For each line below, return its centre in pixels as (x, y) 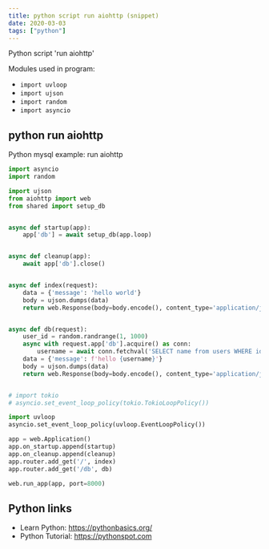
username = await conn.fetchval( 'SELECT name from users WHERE (145, 352)
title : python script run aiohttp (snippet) (84, 16)
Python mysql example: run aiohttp (66, 155)
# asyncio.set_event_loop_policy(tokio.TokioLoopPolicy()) (109, 403)
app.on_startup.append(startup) (62, 447)
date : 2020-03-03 (37, 23)
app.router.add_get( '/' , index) (62, 462)
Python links (40, 509)
